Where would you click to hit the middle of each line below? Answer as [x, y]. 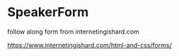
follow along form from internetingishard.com [73, 31]
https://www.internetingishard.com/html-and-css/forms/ [89, 45]
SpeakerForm [48, 12]
